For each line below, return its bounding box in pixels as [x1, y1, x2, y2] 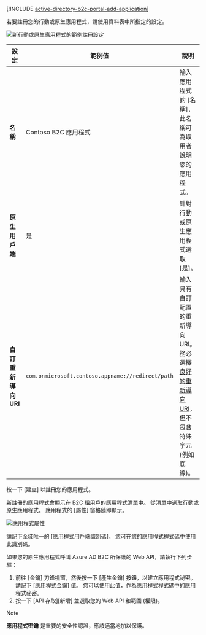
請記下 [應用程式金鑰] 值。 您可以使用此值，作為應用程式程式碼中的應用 [15, 582, 196, 589]
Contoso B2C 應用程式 [25, 128, 91, 136]
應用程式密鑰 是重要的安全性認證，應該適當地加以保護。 [6, 622, 148, 629]
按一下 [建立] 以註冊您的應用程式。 [6, 486, 94, 493]
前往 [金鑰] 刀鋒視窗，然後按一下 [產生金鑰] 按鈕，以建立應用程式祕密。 [15, 574, 196, 581]
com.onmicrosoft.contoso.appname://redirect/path [25, 373, 174, 380]
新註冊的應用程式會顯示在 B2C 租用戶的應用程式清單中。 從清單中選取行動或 [6, 499, 199, 506]
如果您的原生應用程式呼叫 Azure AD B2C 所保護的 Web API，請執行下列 [6, 553, 187, 561]
